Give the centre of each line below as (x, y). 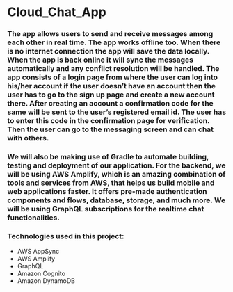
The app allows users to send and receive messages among (110, 34)
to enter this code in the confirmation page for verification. (109, 121)
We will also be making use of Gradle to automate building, (108, 157)
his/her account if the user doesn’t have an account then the (112, 86)
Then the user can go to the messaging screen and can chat (111, 129)
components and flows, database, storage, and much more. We (116, 200)
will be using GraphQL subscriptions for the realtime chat (106, 209)
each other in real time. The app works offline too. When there (114, 42)
